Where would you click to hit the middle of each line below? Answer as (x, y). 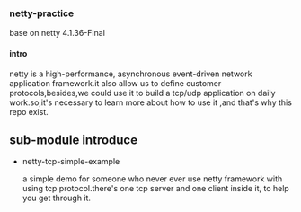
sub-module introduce (73, 140)
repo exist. (29, 111)
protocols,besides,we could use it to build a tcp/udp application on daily (142, 93)
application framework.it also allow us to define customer (115, 83)
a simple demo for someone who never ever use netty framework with (152, 179)
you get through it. (57, 198)
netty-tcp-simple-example (71, 162)
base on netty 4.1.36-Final (58, 33)
